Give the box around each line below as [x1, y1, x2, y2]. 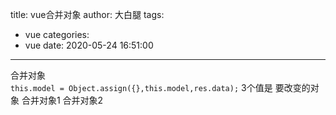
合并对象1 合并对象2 [21, 94, 104, 106]
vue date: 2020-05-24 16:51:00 [24, 39, 154, 51]
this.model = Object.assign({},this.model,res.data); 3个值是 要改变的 [10, 82, 311, 93]
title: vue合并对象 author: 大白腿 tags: [10, 9, 165, 20]
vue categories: [24, 29, 90, 40]
